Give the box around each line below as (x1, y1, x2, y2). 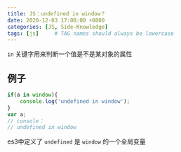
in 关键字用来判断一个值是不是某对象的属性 (7, 50, 133, 58)
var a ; (7, 111, 27, 118)
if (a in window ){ (7, 92, 58, 99)
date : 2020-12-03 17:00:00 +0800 (7, 17, 105, 24)
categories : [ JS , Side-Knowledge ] (7, 23, 109, 30)
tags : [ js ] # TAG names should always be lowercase (7, 29, 174, 37)
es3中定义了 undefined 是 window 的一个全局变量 (7, 137, 146, 146)
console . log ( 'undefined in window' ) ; (20, 97, 130, 105)
